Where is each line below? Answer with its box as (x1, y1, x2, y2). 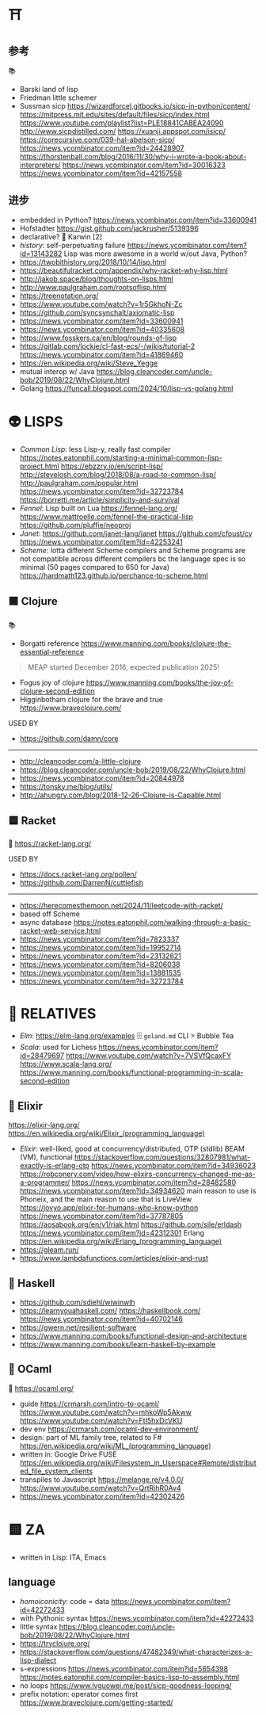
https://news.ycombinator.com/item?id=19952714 (19, 943, 181, 953)
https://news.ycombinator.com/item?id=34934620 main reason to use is (19, 1186, 256, 1196)
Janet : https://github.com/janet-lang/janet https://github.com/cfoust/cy (19, 529, 253, 538)
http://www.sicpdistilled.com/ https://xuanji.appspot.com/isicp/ (19, 127, 226, 136)
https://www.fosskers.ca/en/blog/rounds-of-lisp (19, 333, 177, 342)
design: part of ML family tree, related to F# (19, 1432, 162, 1442)
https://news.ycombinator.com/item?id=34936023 (90, 1161, 256, 1171)
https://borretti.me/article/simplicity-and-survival (19, 495, 180, 504)
